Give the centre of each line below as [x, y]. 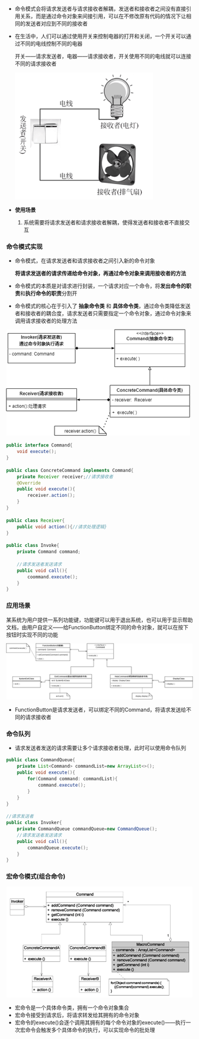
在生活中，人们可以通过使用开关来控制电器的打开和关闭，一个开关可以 [100, 36]
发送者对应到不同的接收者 [56, 23]
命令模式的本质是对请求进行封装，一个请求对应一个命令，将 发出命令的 [100, 286]
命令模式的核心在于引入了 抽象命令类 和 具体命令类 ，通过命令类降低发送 [102, 306]
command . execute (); [62, 785]
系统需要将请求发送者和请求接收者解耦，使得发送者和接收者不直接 [104, 222]
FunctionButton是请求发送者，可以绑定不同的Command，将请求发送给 [100, 710]
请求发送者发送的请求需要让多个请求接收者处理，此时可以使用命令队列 [100, 748]
